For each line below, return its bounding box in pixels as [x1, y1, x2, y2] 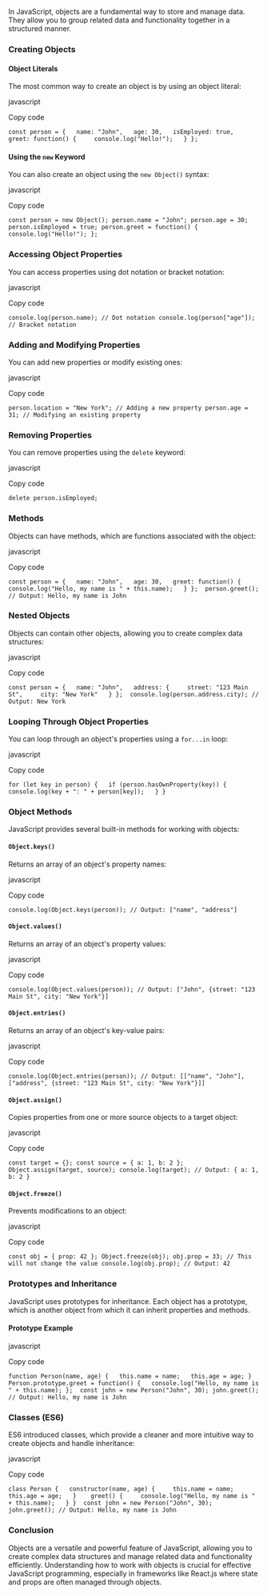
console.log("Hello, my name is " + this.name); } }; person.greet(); [8, 584, 260, 592]
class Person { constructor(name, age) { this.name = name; [8, 1485, 234, 1493]
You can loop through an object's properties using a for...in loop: [8, 734, 229, 744]
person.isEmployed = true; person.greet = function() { [8, 224, 198, 232]
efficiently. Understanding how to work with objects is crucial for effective [8, 1560, 252, 1569]
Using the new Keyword [8, 151, 86, 161]
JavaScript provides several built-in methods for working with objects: [8, 825, 240, 834]
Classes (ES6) [8, 1411, 64, 1423]
